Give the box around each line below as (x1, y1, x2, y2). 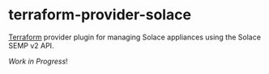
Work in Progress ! (8, 56, 69, 66)
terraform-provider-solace (8, 6, 192, 24)
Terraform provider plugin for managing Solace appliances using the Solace (8, 32, 262, 42)
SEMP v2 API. (8, 40, 54, 50)
